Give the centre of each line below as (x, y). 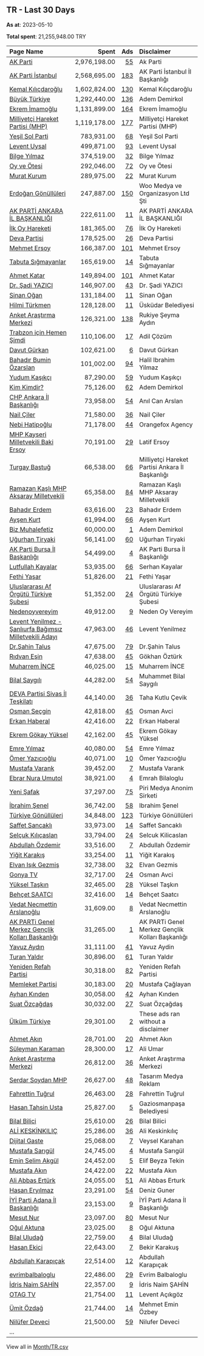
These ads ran (160, 1014)
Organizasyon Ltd (165, 193)
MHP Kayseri (28, 434)
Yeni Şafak (25, 791)
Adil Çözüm (156, 336)
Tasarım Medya (161, 1076)
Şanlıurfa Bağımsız (36, 629)
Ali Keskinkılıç (159, 1131)
